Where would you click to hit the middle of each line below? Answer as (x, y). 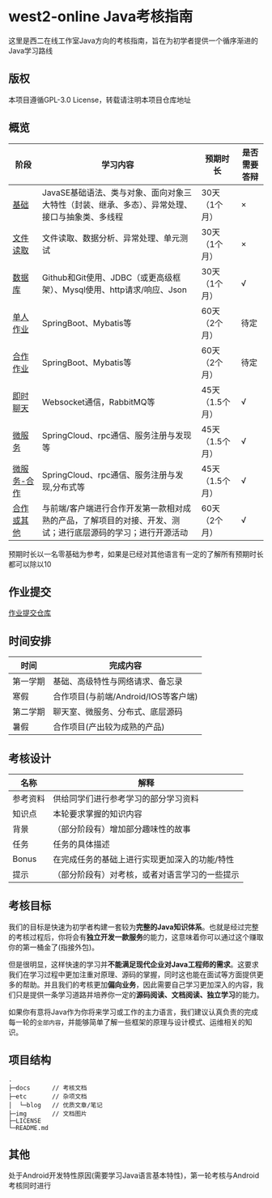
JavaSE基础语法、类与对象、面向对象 (113, 193)
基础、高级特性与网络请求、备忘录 (118, 682)
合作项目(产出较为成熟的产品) (109, 727)
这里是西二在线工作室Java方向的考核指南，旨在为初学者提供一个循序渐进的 (134, 40)
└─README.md (28, 1128)
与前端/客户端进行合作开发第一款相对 (113, 508)
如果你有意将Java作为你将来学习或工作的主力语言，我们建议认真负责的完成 (134, 1012)
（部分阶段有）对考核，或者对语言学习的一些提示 (147, 875)
